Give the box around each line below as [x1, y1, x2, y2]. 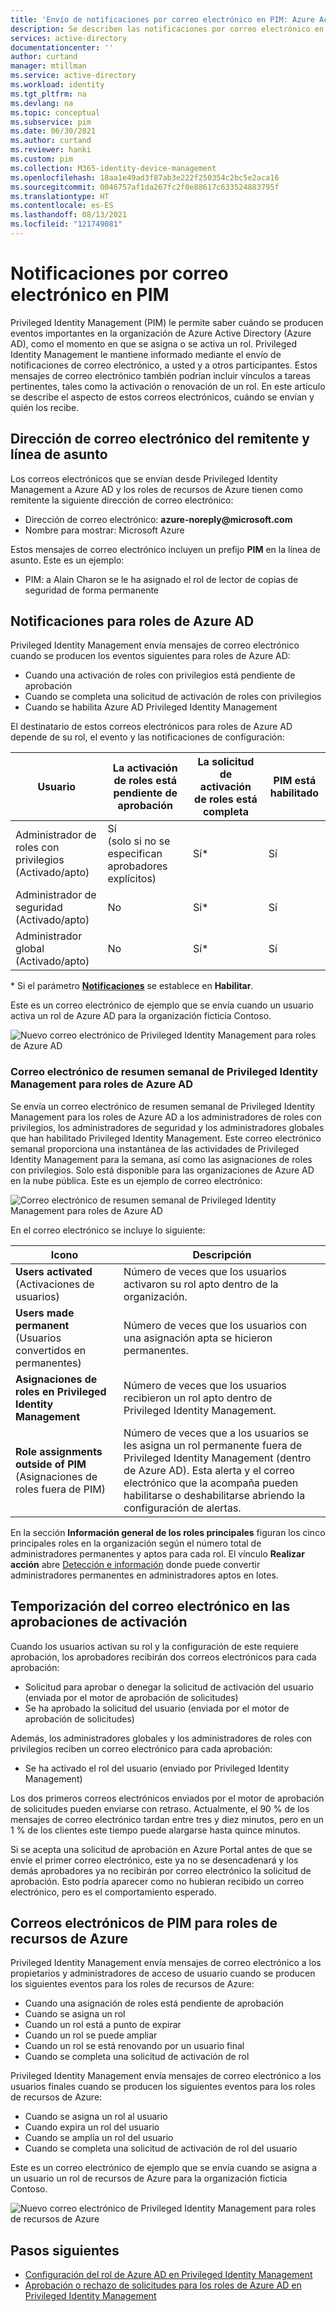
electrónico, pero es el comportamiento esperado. [10, 1886, 217, 1898]
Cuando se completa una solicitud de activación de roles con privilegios [24, 691, 322, 703]
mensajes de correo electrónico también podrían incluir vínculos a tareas [10, 369, 311, 381]
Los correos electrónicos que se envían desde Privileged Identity [10, 472, 278, 485]
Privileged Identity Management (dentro [123, 1451, 312, 1465]
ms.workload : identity [10, 80, 105, 90]
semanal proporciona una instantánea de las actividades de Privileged [10, 1142, 300, 1155]
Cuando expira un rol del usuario [24, 2121, 160, 2133]
